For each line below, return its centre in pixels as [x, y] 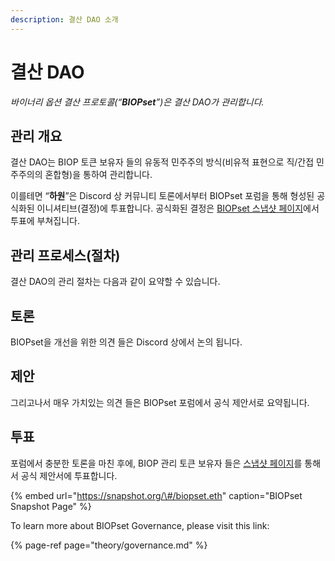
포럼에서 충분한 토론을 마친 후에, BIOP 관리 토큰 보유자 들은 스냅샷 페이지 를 [156, 463]
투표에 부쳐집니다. [45, 221]
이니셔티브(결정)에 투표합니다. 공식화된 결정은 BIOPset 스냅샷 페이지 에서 [178, 208]
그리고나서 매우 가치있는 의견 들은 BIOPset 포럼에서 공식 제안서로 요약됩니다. [160, 402]
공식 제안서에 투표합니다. [69, 475]
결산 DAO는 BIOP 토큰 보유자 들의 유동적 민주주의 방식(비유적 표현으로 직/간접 [162, 162]
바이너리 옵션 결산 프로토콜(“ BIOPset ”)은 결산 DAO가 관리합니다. [137, 102]
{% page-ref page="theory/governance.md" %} [109, 545]
